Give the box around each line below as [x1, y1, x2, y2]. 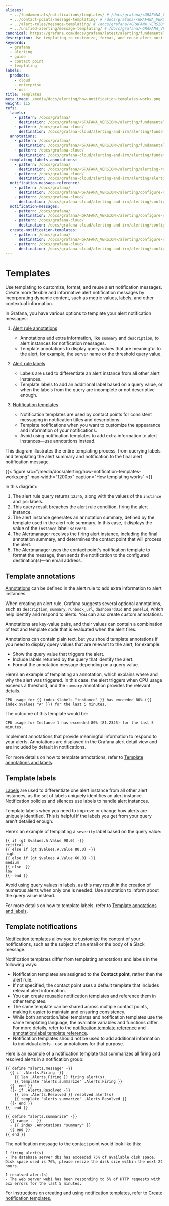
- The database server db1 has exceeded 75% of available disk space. [5, 1155, 156, 1160]
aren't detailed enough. [5, 818, 54, 824]
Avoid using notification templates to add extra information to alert [20, 433, 157, 439]
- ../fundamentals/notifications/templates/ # [10, 12, 109, 17]
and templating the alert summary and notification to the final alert [5, 454, 142, 460]
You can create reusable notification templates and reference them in [12, 993, 156, 999]
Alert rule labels [12, 361, 45, 367]
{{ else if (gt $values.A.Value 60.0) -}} [5, 855, 96, 861]
